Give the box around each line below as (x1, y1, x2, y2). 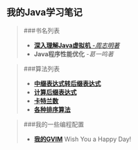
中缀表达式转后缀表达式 (33, 79, 101, 87)
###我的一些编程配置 (23, 120, 85, 128)
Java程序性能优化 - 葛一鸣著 (33, 49, 114, 58)
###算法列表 (23, 65, 60, 73)
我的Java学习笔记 (6, 6, 83, 19)
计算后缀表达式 (33, 87, 77, 96)
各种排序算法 (33, 105, 71, 113)
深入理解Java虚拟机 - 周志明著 (33, 41, 120, 49)
